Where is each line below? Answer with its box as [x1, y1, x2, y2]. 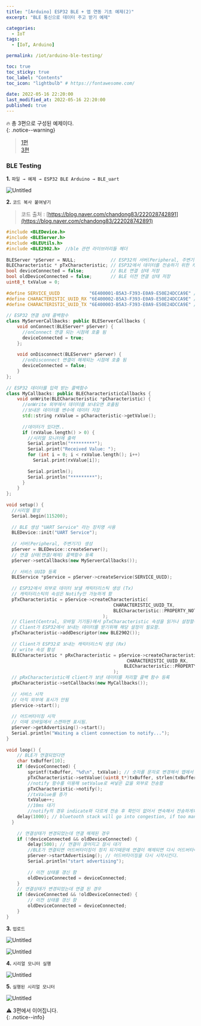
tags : [6, 37, 20, 43]
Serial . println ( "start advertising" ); [28, 858, 124, 864]
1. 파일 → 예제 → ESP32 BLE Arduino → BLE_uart [6, 175, 120, 183]
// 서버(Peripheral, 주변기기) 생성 [11, 541, 93, 547]
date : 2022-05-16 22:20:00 [6, 91, 74, 98]
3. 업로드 [6, 925, 26, 932]
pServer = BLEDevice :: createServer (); [11, 546, 109, 553]
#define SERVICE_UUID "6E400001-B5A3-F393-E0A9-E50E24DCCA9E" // [6, 290, 199, 296]
